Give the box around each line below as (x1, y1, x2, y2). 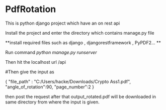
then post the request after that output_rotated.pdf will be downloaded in (5, 93, 156, 99)
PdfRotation (5, 4, 56, 15)
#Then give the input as (5, 69, 54, 75)
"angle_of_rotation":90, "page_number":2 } (5, 84, 95, 90)
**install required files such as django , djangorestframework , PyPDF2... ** (5, 39, 161, 46)
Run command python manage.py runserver (5, 49, 97, 55)
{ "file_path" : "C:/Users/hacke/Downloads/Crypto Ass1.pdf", (5, 78, 131, 84)
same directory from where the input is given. (5, 99, 100, 105)
